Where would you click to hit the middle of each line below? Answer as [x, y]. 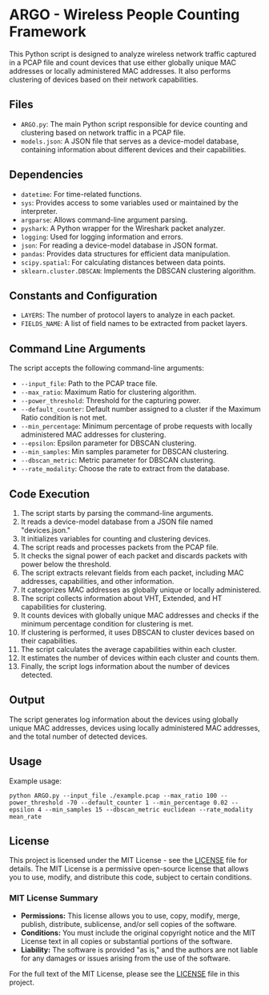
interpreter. [39, 211]
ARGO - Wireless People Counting [124, 15]
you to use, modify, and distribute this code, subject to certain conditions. [130, 877]
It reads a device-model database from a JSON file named [117, 522]
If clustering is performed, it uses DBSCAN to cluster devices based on [138, 632]
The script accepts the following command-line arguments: [107, 368]
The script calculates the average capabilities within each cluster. [128, 649]
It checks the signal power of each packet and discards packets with [134, 556]
